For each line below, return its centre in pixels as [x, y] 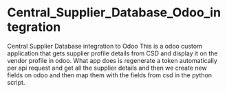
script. [16, 82]
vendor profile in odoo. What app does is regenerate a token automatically [112, 60]
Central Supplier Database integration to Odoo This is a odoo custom [105, 46]
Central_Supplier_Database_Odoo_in [114, 13]
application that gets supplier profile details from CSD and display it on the [112, 53]
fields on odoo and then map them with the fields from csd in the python [109, 75]
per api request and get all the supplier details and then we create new [107, 68]
